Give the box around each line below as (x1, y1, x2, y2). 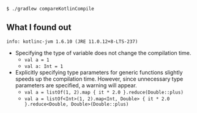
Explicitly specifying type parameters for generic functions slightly (15, 68, 183, 76)
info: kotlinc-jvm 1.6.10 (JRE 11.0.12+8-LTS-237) (6, 38, 138, 45)
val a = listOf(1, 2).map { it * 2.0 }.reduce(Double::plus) (24, 89, 184, 95)
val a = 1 (24, 57, 50, 63)
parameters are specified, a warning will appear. (15, 81, 138, 89)
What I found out (6, 22, 72, 33)
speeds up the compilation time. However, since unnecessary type (15, 75, 184, 82)
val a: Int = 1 (24, 63, 63, 70)
